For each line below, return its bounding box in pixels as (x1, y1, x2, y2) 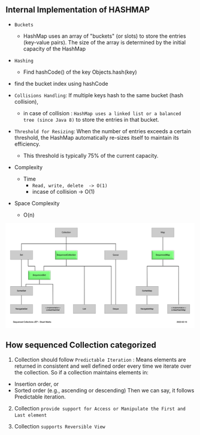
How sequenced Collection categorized (5, 340, 156, 350)
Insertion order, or (14, 380, 59, 388)
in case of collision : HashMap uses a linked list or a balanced (23, 109, 181, 116)
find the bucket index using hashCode (14, 80, 108, 87)
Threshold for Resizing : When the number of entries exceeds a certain (14, 127, 192, 134)
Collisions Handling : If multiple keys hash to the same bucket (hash (14, 91, 184, 98)
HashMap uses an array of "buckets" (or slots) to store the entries (23, 32, 186, 40)
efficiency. (14, 140, 40, 148)
